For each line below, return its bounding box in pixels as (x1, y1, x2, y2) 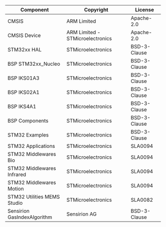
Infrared (7, 171, 26, 178)
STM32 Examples (7, 132, 49, 138)
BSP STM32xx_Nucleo (7, 60, 60, 67)
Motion (7, 185, 24, 192)
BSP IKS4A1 (7, 103, 37, 110)
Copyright (83, 6, 109, 13)
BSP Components (7, 117, 48, 124)
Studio (7, 200, 23, 206)
